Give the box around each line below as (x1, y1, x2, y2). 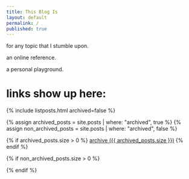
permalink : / (6, 20, 39, 26)
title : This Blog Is (6, 8, 59, 15)
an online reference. (6, 54, 56, 61)
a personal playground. (6, 66, 64, 73)
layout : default (6, 15, 47, 21)
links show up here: (6, 87, 107, 100)
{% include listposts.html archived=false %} (6, 107, 116, 114)
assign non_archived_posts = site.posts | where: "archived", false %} (6, 125, 178, 132)
